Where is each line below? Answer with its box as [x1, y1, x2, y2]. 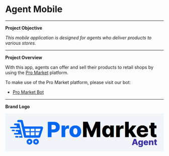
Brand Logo [5, 103, 30, 109]
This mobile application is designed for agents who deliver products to [5, 34, 152, 41]
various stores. [5, 40, 36, 46]
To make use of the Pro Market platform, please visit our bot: [5, 79, 131, 85]
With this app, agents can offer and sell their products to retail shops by [5, 64, 154, 70]
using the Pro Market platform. [5, 69, 69, 75]
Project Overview [5, 54, 43, 60]
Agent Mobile [5, 4, 63, 15]
